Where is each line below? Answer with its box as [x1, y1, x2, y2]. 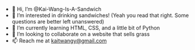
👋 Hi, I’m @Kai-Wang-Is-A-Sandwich [11, 6, 102, 12]
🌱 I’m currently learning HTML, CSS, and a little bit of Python [11, 24, 161, 31]
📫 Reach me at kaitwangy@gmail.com [11, 37, 107, 44]
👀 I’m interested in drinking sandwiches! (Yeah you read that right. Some [11, 12, 189, 19]
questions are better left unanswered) [11, 18, 105, 25]
